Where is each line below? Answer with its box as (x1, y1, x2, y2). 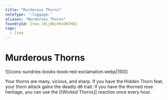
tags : (5, 26, 17, 31)
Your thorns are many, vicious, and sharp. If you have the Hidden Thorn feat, (5, 78, 163, 84)
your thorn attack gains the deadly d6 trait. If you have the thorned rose (5, 83, 153, 89)
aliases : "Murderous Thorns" (5, 16, 66, 21)
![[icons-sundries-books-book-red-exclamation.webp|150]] (5, 68, 128, 74)
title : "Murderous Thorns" (5, 7, 62, 12)
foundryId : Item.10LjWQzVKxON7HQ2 (5, 21, 78, 26)
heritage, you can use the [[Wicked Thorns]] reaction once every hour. (5, 88, 151, 95)
